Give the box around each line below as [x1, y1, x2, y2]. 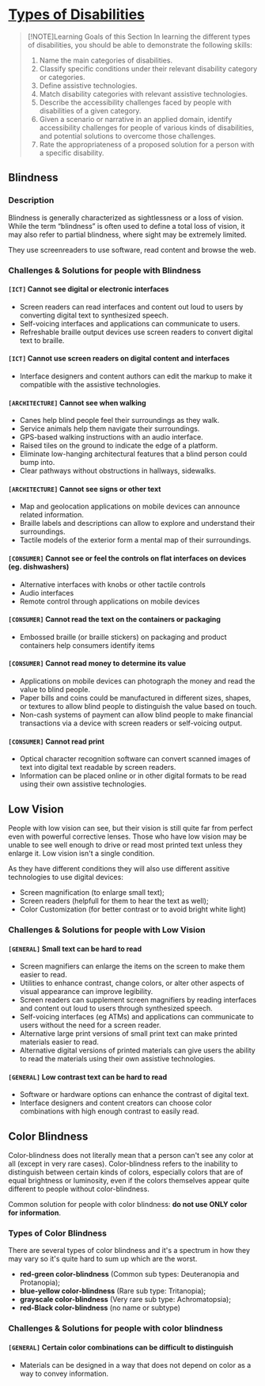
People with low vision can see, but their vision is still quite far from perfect [8, 823, 253, 832]
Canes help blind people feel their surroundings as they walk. [19, 416, 220, 425]
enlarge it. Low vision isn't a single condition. [8, 848, 155, 858]
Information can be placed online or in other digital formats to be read [19, 771, 247, 781]
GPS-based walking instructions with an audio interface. [19, 432, 203, 442]
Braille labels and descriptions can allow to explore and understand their [19, 519, 256, 528]
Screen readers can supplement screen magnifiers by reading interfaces [19, 996, 257, 1005]
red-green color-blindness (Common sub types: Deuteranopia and [19, 1270, 240, 1279]
